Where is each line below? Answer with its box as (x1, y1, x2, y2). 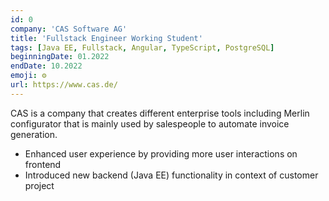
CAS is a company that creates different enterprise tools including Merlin (10, 107, 310, 119)
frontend (24, 158, 62, 170)
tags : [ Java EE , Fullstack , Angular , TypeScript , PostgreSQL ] (10, 42, 275, 53)
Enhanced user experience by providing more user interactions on (24, 147, 298, 160)
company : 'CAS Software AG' (10, 24, 128, 34)
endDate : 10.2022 (10, 61, 83, 71)
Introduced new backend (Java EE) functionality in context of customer (24, 169, 319, 181)
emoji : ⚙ (10, 71, 47, 81)
